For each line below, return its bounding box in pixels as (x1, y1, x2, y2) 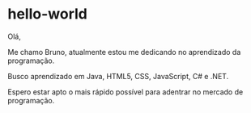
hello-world (7, 5, 88, 23)
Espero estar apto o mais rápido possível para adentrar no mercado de (7, 86, 244, 97)
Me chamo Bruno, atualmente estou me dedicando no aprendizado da (7, 47, 241, 56)
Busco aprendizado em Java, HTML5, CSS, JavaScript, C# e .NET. (7, 71, 229, 81)
